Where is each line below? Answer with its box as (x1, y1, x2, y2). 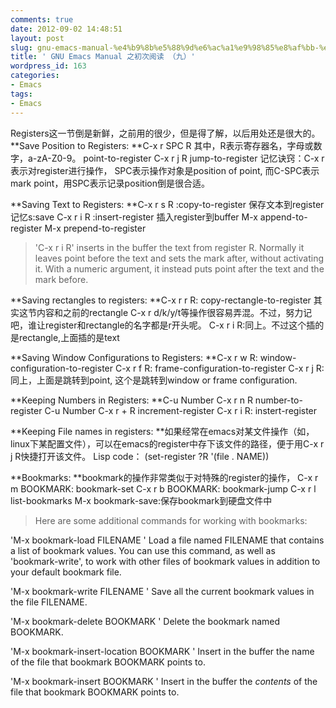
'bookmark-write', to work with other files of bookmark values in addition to (10, 555, 321, 567)
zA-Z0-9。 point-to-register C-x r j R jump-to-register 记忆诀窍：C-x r (36, 152, 325, 164)
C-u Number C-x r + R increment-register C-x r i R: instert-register (44, 404, 318, 416)
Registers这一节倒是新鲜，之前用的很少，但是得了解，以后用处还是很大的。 (10, 127, 321, 139)
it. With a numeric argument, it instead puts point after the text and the (34, 262, 325, 275)
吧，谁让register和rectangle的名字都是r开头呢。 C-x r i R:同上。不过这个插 (10, 319, 316, 331)
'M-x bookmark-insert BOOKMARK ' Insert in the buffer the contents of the (10, 675, 318, 687)
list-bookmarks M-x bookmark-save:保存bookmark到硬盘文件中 (10, 494, 273, 506)
